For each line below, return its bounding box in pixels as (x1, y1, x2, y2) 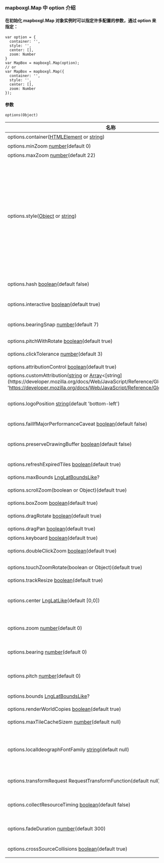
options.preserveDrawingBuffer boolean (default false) (7, 441, 132, 447)
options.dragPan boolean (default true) (7, 525, 96, 532)
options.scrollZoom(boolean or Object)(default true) (7, 487, 127, 494)
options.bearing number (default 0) (7, 649, 87, 655)
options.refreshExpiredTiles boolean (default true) (7, 461, 121, 468)
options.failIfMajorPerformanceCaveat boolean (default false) (7, 420, 147, 427)
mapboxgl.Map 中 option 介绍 (5, 4, 76, 11)
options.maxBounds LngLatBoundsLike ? (7, 474, 100, 481)
